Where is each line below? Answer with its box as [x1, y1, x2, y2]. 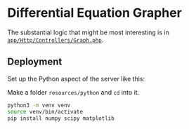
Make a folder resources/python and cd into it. [7, 88, 140, 96]
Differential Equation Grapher [7, 5, 183, 21]
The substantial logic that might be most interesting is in [7, 28, 170, 36]
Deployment [7, 56, 63, 68]
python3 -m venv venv [7, 102, 71, 109]
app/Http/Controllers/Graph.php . [7, 35, 104, 43]
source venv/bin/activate [7, 108, 83, 115]
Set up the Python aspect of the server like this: [7, 74, 145, 83]
